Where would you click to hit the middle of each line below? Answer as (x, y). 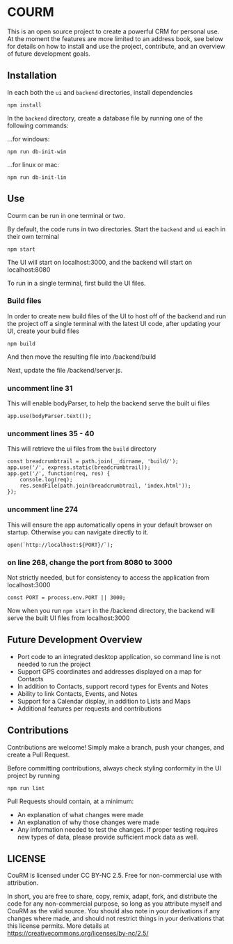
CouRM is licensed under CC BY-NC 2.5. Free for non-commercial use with (115, 876)
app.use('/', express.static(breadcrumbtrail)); (79, 467)
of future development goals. (49, 54)
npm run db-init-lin (37, 177)
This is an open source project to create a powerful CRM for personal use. (113, 31)
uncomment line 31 (40, 388)
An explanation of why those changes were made (88, 822)
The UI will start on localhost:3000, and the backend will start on (100, 262)
